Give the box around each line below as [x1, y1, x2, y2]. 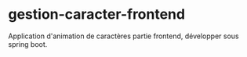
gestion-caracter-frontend [8, 5, 186, 23]
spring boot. [8, 39, 48, 48]
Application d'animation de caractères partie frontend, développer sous [8, 31, 239, 41]
